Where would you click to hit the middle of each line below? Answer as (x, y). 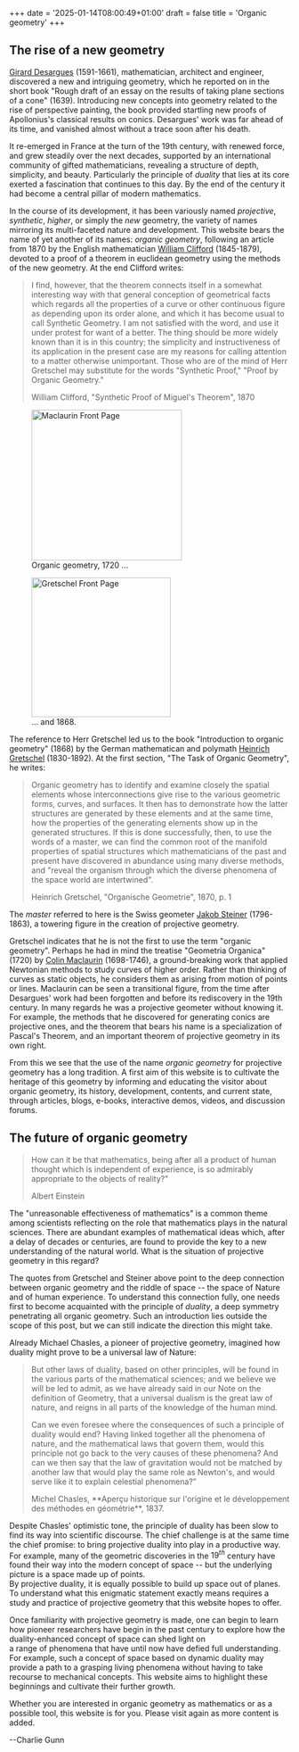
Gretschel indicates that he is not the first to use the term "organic (130, 941)
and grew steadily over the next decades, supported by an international (140, 155)
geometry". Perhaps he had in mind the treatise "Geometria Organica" (137, 951)
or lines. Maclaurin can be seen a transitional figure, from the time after (139, 988)
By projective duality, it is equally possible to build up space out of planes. (145, 1584)
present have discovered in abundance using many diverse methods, (158, 860)
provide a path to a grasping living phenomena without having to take (136, 1667)
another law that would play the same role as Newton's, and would (153, 1472)
